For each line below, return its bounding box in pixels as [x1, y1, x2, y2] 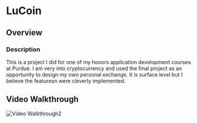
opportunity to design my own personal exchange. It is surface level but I [6, 71, 183, 78]
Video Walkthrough [6, 94, 79, 104]
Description [6, 45, 41, 54]
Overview [6, 28, 43, 38]
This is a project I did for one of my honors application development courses [6, 58, 191, 65]
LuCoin [6, 4, 42, 18]
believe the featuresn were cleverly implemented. [6, 77, 126, 84]
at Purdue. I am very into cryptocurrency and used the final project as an [6, 65, 182, 72]
